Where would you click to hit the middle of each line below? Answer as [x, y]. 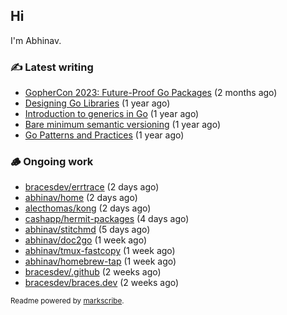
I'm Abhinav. [36, 40]
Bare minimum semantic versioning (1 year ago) [123, 125]
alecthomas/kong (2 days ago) [88, 208]
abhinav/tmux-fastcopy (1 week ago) [100, 251]
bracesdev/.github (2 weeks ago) [93, 272]
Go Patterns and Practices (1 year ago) [104, 135]
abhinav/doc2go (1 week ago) [86, 240]
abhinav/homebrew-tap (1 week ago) [100, 261]
